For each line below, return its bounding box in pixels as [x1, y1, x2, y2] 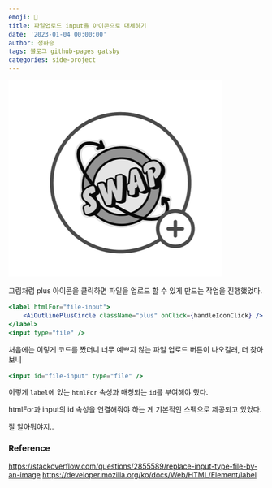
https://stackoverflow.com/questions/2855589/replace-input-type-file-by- [8, 461, 258, 471]
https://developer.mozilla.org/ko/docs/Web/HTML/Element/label [41, 469, 257, 479]
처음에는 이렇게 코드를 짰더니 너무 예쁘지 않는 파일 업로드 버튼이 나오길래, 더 [8, 344, 249, 354]
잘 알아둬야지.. [8, 422, 54, 432]
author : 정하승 [8, 39, 55, 47]
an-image [8, 469, 41, 479]
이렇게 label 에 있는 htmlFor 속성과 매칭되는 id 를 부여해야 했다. [8, 387, 209, 397]
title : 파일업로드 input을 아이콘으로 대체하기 [8, 21, 147, 30]
